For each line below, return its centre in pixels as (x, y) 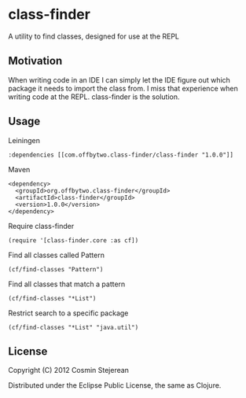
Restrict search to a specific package (68, 313)
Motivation (35, 61)
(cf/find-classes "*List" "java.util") (73, 327)
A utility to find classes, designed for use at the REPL (94, 36)
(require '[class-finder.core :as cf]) (73, 240)
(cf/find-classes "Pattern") (56, 269)
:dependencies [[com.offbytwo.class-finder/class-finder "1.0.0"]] (121, 155)
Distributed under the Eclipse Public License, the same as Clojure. (115, 385)
